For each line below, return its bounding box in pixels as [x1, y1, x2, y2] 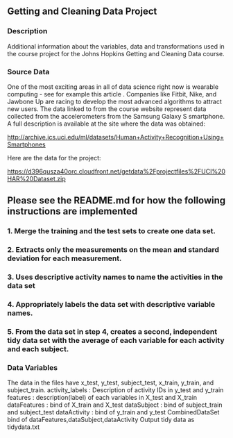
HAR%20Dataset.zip [7, 174, 66, 183]
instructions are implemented [7, 205, 138, 217]
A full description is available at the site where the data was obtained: [7, 119, 206, 128]
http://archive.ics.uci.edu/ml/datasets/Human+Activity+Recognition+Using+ [7, 133, 224, 141]
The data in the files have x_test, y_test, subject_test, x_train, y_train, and [7, 378, 214, 387]
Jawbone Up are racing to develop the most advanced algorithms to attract [7, 97, 222, 106]
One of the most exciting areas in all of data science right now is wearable [7, 83, 219, 91]
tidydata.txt [7, 423, 40, 431]
